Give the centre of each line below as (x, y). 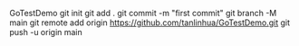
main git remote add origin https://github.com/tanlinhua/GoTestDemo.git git (150, 23)
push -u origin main (46, 32)
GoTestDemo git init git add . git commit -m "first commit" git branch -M (143, 13)
